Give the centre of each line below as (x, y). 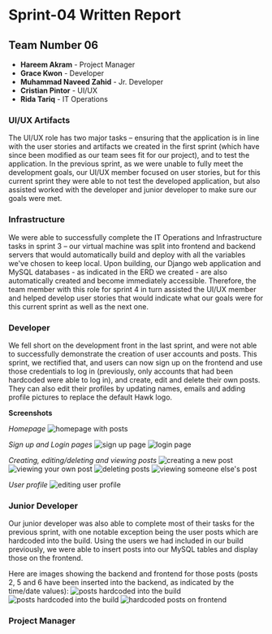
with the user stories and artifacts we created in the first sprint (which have (134, 146)
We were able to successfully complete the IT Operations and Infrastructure (135, 237)
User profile (28, 484)
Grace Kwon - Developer (62, 73)
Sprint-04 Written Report (95, 15)
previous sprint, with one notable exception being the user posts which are (133, 532)
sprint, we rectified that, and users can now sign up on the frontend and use (136, 362)
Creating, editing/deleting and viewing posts (82, 460)
